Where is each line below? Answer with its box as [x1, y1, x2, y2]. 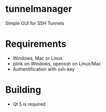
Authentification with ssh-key [12, 66, 75, 72]
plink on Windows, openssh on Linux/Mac [12, 60, 101, 67]
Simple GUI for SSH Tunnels [5, 20, 65, 26]
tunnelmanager [5, 3, 73, 15]
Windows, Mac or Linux [12, 55, 63, 61]
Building [5, 84, 41, 96]
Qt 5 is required [12, 101, 46, 107]
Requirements [5, 38, 67, 50]
